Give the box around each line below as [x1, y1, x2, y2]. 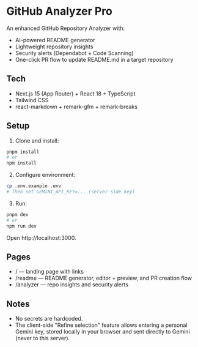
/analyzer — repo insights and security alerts [15, 281, 128, 288]
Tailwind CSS [15, 96, 49, 103]
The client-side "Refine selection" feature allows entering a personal [15, 321, 188, 329]
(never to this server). [15, 335, 70, 342]
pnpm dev [6, 211, 29, 218]
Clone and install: [15, 136, 59, 144]
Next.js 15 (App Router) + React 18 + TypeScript [15, 90, 136, 97]
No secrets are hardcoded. [15, 315, 83, 323]
